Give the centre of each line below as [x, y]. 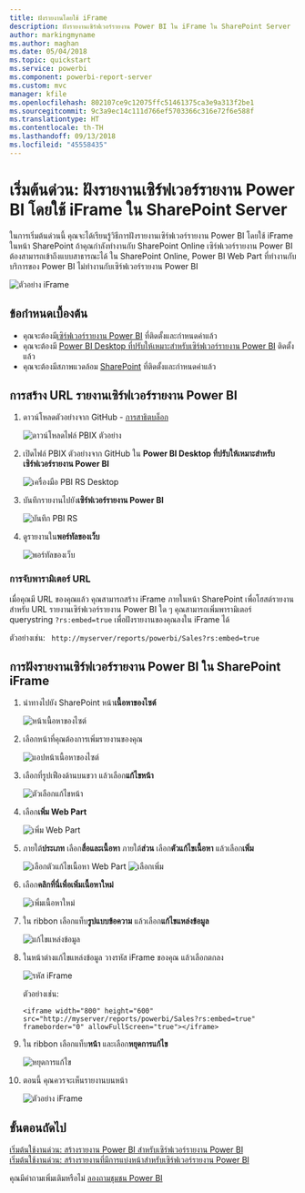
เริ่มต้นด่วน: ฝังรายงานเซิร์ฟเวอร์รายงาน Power [152, 190]
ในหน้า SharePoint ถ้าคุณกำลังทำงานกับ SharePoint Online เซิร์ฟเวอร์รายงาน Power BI [151, 246]
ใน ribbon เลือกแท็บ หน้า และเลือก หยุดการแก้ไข [95, 1044]
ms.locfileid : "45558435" [58, 145]
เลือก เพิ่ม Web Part [55, 812]
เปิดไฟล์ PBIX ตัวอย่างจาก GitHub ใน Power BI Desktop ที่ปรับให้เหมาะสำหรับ [149, 454]
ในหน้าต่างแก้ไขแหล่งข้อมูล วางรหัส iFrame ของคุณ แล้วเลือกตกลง [123, 957]
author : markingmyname [52, 35]
